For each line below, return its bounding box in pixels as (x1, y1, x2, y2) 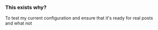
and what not (5, 20, 32, 26)
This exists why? (5, 4, 47, 11)
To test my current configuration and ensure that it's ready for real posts (5, 15, 153, 21)
